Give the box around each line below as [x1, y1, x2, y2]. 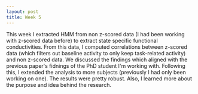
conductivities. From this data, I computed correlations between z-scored [6, 43, 187, 51]
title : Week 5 [6, 14, 42, 20]
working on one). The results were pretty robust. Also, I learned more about [6, 75, 193, 82]
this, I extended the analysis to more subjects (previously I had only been [6, 68, 187, 76]
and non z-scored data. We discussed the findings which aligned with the [6, 56, 188, 63]
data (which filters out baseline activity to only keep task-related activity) [6, 49, 186, 57]
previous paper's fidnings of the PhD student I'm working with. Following [6, 62, 185, 69]
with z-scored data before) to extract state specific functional [6, 37, 159, 44]
